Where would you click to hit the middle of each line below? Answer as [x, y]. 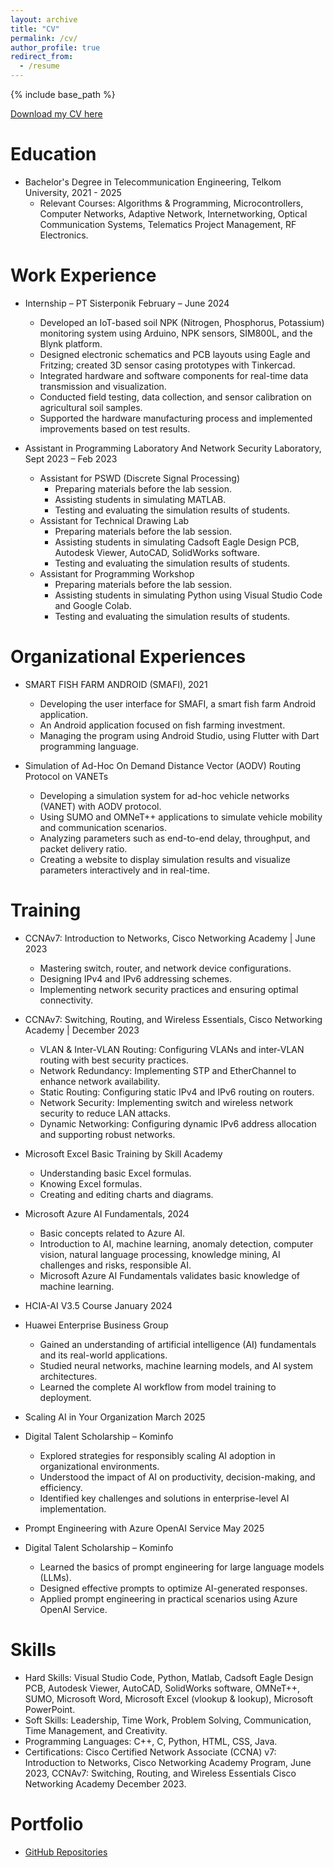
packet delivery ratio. [83, 848]
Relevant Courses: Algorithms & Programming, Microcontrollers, [171, 203]
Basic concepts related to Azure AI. [112, 1233]
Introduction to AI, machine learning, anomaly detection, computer [176, 1243]
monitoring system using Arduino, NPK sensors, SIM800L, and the [176, 333]
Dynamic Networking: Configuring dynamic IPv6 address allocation [178, 1123]
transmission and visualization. [103, 386]
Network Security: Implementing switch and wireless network [166, 1102]
